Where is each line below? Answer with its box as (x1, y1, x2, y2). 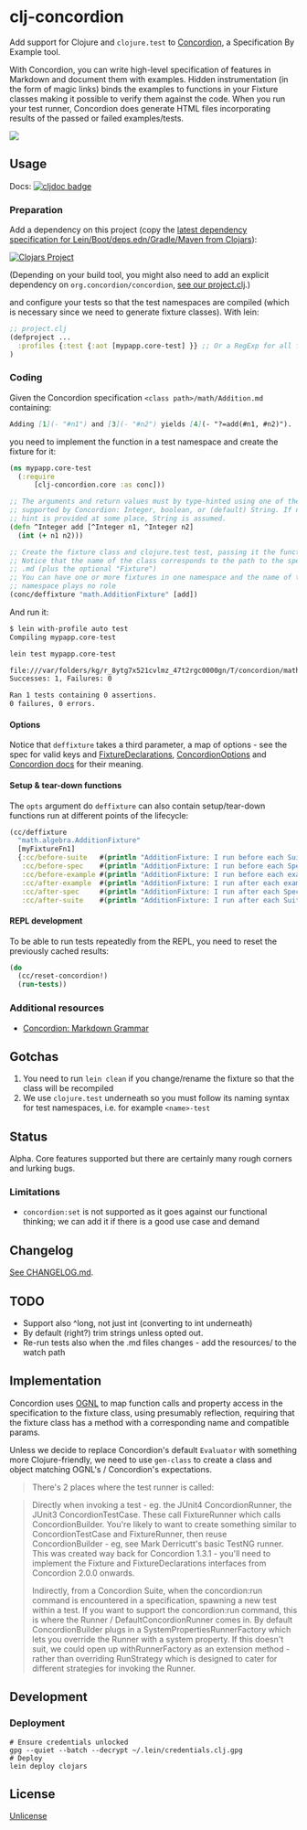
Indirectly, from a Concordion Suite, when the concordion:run (31, 1585, 263, 1596)
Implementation (9, 1374, 102, 1389)
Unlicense (9, 1811, 48, 1822)
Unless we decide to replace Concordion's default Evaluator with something (9, 1444, 297, 1455)
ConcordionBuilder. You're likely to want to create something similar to (31, 1518, 297, 1529)
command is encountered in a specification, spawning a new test (31, 1594, 277, 1606)
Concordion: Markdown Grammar (22, 1022, 149, 1033)
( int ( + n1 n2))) (17, 530, 84, 540)
